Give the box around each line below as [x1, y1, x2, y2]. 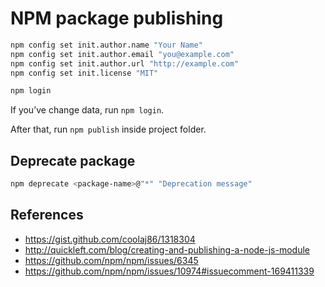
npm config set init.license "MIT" [10, 68, 159, 78]
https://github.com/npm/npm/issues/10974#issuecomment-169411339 [24, 265, 315, 277]
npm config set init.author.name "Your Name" [10, 40, 203, 50]
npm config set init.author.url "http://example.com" [10, 58, 240, 69]
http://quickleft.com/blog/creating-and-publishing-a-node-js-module [24, 243, 311, 256]
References [10, 207, 84, 224]
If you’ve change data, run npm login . [10, 104, 165, 116]
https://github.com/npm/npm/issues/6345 [24, 254, 199, 266]
